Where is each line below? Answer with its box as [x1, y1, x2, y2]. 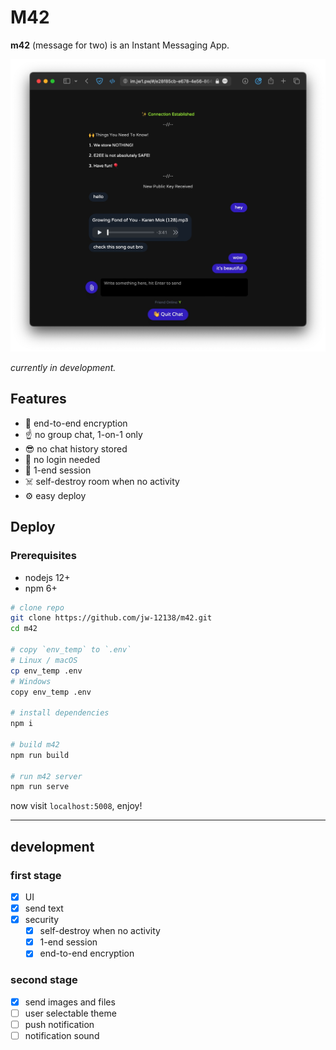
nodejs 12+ [24, 571, 71, 583]
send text [24, 902, 64, 914]
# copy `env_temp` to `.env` [10, 645, 132, 655]
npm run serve [10, 782, 70, 792]
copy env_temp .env [10, 687, 92, 697]
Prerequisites [10, 549, 77, 563]
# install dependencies [10, 708, 110, 718]
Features [10, 391, 67, 408]
